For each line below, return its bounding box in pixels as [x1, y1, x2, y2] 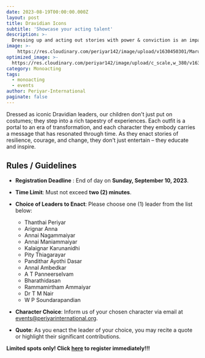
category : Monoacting [6, 65, 62, 72]
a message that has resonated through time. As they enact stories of [6, 130, 179, 137]
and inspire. [6, 142, 36, 150]
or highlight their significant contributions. [15, 332, 121, 340]
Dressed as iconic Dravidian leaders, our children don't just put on [6, 110, 173, 118]
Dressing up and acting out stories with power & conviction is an [12, 37, 187, 43]
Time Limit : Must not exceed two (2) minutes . [15, 188, 132, 195]
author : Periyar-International [6, 88, 86, 94]
